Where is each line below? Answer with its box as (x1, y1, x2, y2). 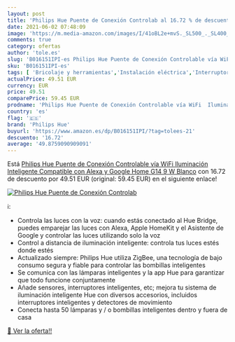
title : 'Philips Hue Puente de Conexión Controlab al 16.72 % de (7, 17, 201, 24)
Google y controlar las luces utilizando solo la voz (17, 231, 161, 240)
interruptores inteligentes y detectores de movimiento (17, 299, 173, 307)
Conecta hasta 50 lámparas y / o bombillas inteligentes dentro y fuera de (17, 306, 228, 314)
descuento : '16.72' (7, 134, 64, 141)
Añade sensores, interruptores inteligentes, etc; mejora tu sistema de (17, 283, 217, 292)
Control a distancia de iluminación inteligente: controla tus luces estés (17, 239, 220, 247)
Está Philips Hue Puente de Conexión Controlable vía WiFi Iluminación (7, 160, 208, 168)
